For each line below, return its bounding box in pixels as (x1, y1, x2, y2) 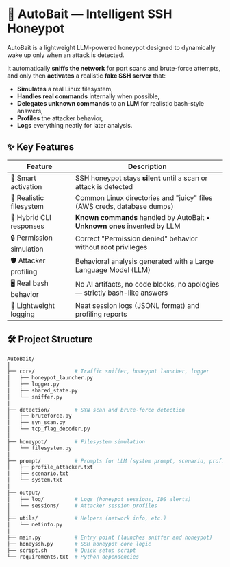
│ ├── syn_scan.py (7, 419, 66, 426)
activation (10, 181, 42, 191)
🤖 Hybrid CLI (10, 212, 51, 222)
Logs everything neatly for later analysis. (16, 121, 133, 129)
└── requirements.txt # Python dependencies (7, 553, 139, 560)
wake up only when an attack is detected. (7, 51, 125, 59)
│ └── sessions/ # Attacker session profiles (7, 502, 157, 509)
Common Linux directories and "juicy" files (75, 192, 213, 202)
